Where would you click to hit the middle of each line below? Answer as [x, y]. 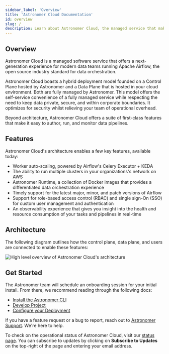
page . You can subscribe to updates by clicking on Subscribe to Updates [81, 341]
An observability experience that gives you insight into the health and [84, 208]
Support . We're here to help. [35, 326]
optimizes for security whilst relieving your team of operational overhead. [81, 108]
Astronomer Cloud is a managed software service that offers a [70, 61]
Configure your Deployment [41, 311]
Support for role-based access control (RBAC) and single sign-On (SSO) [87, 198]
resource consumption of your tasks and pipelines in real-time [77, 214]
